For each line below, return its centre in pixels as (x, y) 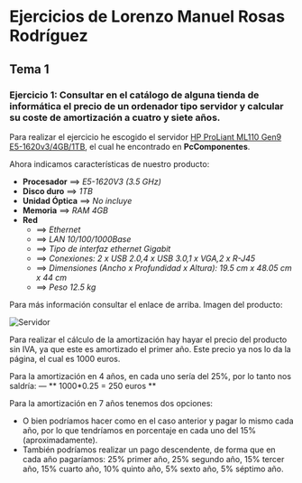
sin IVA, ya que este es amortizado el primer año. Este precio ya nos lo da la (150, 348)
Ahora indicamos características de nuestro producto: (110, 163)
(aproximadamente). (60, 440)
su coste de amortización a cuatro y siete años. (115, 117)
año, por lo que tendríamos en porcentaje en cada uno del (130, 430)
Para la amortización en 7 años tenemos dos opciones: (111, 403)
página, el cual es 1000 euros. (65, 358)
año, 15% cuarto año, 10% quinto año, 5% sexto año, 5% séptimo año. (153, 469)
